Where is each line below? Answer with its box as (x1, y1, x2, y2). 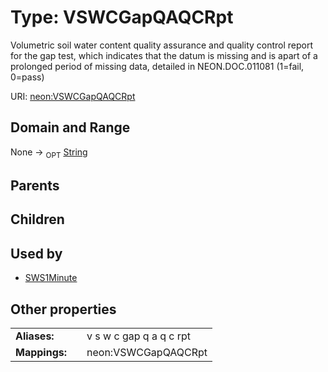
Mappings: (15, 345, 68, 359)
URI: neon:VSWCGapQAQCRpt (10, 90, 136, 102)
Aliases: (15, 329, 55, 343)
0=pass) (10, 71, 45, 83)
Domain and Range (10, 119, 131, 136)
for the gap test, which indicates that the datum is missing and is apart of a (10, 49, 318, 61)
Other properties (10, 301, 117, 318)
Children (10, 211, 65, 228)
